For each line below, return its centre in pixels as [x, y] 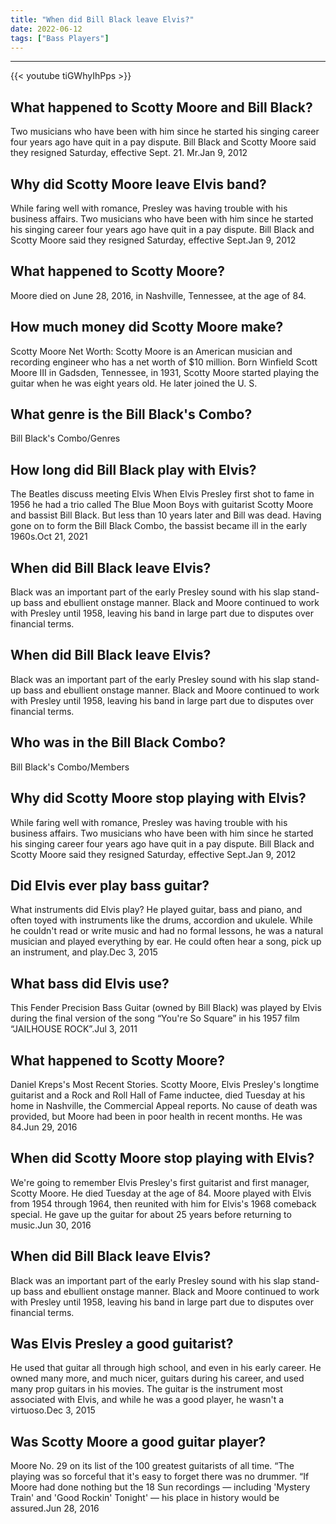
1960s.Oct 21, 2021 [49, 537]
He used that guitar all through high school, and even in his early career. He [166, 1368]
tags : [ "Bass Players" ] [60, 38]
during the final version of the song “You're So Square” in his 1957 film [155, 1018]
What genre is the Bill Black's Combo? [131, 414]
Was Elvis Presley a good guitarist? [122, 1343]
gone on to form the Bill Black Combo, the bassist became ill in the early [159, 526]
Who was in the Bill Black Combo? [118, 742]
